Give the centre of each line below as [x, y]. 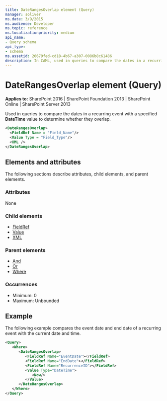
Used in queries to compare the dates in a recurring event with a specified [81, 114]
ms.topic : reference [27, 28]
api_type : [15, 47]
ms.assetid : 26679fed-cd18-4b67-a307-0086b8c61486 [59, 56]
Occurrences [21, 285]
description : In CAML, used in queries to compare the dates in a [75, 61]
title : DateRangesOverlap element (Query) [50, 10]
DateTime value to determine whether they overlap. [58, 119]
